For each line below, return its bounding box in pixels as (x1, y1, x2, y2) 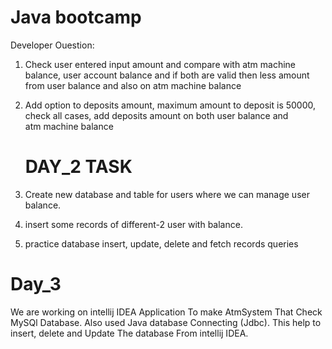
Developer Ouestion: (10, 39, 95, 51)
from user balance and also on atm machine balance (24, 79, 242, 91)
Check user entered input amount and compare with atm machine (24, 58, 297, 70)
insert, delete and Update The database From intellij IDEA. (10, 327, 249, 339)
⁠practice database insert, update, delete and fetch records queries (24, 237, 299, 250)
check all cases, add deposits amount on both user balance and (24, 109, 289, 121)
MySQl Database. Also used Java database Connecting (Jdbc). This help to (10, 316, 322, 328)
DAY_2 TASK (24, 156, 133, 178)
